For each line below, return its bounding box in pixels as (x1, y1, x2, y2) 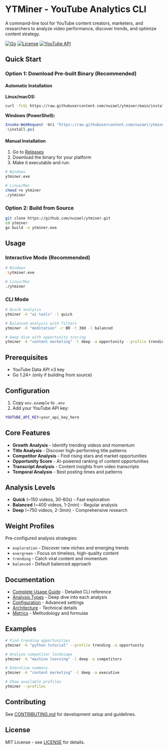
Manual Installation (5, 138, 46, 144)
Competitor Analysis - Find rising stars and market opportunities (12, 453, 147, 459)
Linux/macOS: (5, 94, 36, 100)
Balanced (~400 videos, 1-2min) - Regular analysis (12, 502, 118, 508)
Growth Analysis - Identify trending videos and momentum (12, 442, 135, 448)
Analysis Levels (5, 483, 55, 492)
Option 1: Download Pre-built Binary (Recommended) (5, 70, 136, 77)
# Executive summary (5, 666, 48, 671)
